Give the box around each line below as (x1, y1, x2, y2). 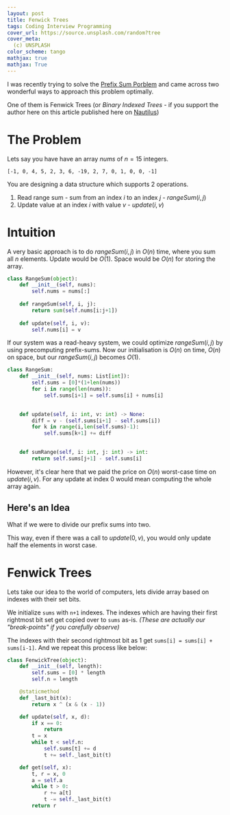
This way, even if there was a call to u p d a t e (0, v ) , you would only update (7, 533, 212, 542)
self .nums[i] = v (31, 326, 81, 333)
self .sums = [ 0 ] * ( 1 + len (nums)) (31, 379, 121, 387)
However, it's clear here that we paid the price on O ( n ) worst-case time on (7, 468, 217, 476)
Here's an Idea (7, 502, 71, 514)
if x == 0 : (31, 720, 63, 726)
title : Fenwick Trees (7, 16, 69, 23)
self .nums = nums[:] (31, 288, 90, 295)
